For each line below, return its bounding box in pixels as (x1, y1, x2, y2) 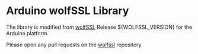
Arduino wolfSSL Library (6, 4, 129, 18)
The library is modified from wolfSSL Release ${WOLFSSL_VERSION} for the (6, 23, 193, 31)
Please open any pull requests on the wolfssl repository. (6, 41, 143, 48)
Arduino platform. (6, 29, 49, 36)
